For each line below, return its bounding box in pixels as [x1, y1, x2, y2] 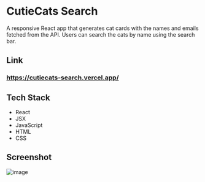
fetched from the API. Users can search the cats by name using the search [6, 31, 195, 38]
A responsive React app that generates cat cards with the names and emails [6, 24, 199, 32]
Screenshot [6, 152, 52, 162]
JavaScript [15, 122, 43, 129]
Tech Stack [6, 92, 50, 103]
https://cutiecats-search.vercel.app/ [6, 73, 119, 82]
